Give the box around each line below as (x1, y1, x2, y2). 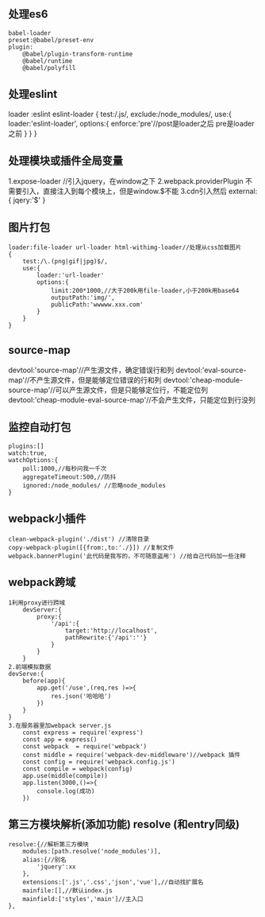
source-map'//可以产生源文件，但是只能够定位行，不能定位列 (8, 385, 209, 395)
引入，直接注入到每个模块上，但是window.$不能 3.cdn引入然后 (21, 186, 228, 196)
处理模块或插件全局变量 (8, 154, 123, 168)
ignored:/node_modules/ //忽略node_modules (22, 481, 167, 489)
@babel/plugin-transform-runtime (22, 50, 133, 58)
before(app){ (22, 677, 66, 685)
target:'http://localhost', (64, 627, 158, 635)
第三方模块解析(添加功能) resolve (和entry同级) (8, 818, 240, 831)
